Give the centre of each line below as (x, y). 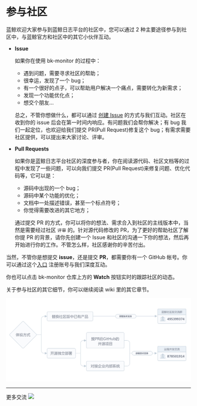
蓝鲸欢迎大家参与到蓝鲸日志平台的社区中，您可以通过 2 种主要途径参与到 (94, 29)
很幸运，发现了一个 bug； (55, 80)
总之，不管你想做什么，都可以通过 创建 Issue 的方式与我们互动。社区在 (100, 115)
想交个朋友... (38, 102)
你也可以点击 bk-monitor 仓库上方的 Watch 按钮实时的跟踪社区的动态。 (92, 277)
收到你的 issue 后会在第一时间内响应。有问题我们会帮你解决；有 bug (97, 122)
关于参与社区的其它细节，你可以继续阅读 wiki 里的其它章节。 (79, 289)
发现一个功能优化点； (49, 95)
